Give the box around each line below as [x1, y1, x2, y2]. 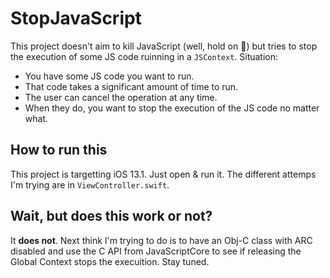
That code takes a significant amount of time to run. [24, 80, 239, 92]
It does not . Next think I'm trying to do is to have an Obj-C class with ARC [10, 234, 313, 246]
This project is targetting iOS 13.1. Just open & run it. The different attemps [10, 168, 317, 180]
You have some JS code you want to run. [24, 70, 195, 82]
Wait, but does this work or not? [10, 208, 213, 225]
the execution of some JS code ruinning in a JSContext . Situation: [10, 50, 279, 62]
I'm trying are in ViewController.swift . [10, 178, 170, 191]
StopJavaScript [10, 7, 142, 30]
